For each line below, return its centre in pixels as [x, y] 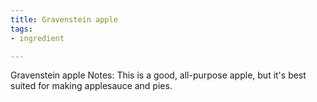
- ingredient [37, 38]
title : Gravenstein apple [64, 19]
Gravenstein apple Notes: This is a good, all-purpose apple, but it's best [158, 75]
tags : [21, 29]
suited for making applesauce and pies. [91, 86]
